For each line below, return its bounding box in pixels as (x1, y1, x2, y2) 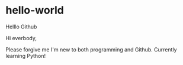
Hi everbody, (5, 34, 37, 41)
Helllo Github (5, 23, 37, 30)
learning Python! (5, 52, 46, 59)
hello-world (5, 4, 65, 17)
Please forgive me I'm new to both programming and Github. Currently (5, 45, 177, 53)
